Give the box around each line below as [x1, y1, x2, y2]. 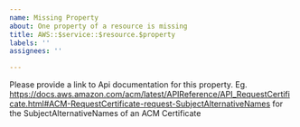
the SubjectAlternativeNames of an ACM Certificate [9, 108, 202, 119]
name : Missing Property [9, 13, 99, 23]
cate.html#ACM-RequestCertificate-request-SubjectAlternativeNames [9, 98, 271, 109]
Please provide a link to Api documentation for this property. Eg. [9, 79, 248, 90]
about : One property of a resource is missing [9, 22, 188, 31]
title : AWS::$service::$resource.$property [9, 30, 176, 39]
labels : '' [9, 38, 51, 48]
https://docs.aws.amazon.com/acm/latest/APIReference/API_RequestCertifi [9, 89, 291, 100]
